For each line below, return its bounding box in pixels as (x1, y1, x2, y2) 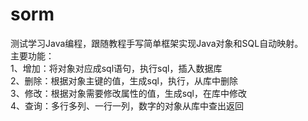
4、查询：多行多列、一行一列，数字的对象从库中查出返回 (10, 99, 245, 112)
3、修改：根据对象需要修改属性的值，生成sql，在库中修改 (10, 87, 247, 99)
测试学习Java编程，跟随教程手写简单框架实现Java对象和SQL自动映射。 (10, 37, 304, 49)
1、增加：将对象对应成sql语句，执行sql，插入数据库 (10, 62, 223, 74)
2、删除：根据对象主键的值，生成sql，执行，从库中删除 (10, 74, 238, 87)
